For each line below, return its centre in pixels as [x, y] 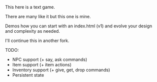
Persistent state [28, 75]
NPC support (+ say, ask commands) [50, 60]
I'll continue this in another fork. [37, 41]
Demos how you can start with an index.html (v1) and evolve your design [79, 26]
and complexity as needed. [32, 31]
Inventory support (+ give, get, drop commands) [61, 70]
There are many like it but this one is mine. [48, 16]
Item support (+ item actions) [42, 65]
